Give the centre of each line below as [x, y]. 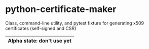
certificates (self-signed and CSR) [41, 28]
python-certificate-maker [61, 9]
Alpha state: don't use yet [40, 40]
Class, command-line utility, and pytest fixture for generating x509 [75, 23]
